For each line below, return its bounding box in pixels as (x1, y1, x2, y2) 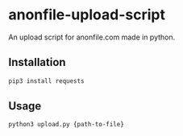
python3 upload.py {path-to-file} (8, 121, 125, 129)
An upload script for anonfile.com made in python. (8, 32, 176, 42)
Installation (8, 56, 66, 69)
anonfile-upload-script (8, 6, 165, 24)
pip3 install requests (8, 76, 85, 85)
